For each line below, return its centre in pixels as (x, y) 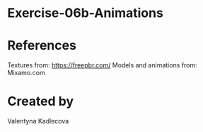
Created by (41, 101)
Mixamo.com (26, 73)
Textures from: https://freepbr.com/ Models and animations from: (102, 65)
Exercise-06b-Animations (86, 13)
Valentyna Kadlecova (38, 121)
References (42, 46)
